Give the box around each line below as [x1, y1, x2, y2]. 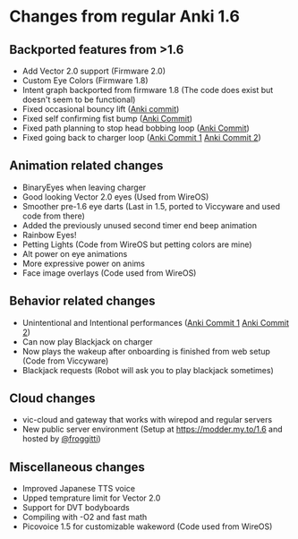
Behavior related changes [9, 294, 156, 309]
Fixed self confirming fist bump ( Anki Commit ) [21, 114, 193, 124]
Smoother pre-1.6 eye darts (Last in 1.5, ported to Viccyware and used [21, 201, 280, 211]
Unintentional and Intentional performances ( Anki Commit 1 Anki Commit [21, 317, 289, 328]
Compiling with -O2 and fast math [21, 512, 148, 523]
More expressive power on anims [21, 258, 146, 269]
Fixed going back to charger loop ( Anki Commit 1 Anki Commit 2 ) [21, 133, 261, 142]
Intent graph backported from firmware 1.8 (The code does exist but [21, 85, 274, 95]
